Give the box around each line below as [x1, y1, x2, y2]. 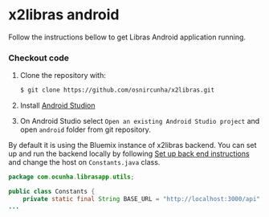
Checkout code [8, 52, 70, 63]
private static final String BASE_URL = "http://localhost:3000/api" [22, 194, 261, 203]
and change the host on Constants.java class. [8, 158, 161, 167]
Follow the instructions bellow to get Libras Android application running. [8, 32, 247, 42]
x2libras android [8, 6, 120, 24]
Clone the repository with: [19, 71, 106, 80]
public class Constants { [8, 187, 95, 195]
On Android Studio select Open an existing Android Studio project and [19, 117, 260, 126]
